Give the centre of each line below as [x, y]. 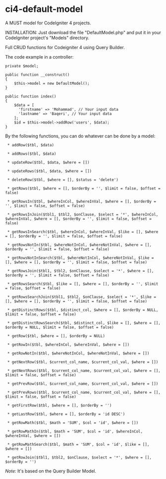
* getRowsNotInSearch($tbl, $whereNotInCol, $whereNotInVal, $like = [81, 258]
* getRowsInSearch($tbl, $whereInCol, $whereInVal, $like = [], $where [83, 232]
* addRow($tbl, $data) [31, 145]
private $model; [22, 66]
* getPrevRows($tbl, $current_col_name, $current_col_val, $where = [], [84, 392]
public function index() [31, 96]
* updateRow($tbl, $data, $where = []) [49, 162]
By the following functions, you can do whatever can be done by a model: [80, 136]
